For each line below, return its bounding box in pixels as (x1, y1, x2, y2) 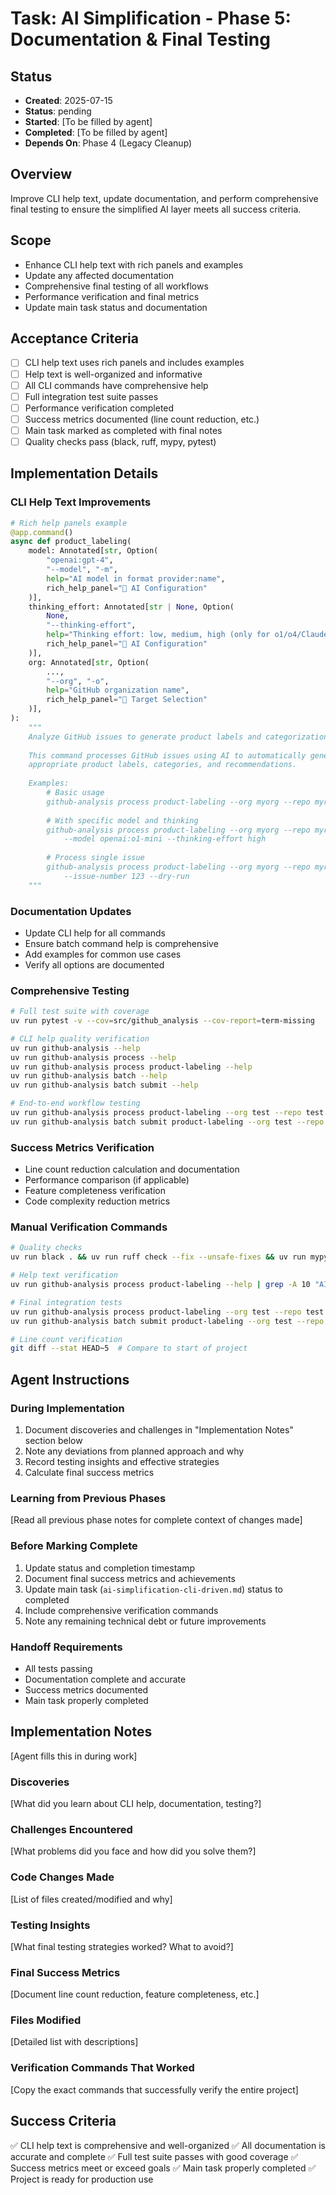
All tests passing (24, 1662, 93, 1674)
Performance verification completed (24, 402, 175, 414)
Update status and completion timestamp (24, 1562, 195, 1574)
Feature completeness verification (24, 1185, 166, 1197)
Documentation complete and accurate (24, 1673, 187, 1685)
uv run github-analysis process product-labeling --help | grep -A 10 (10, 1280, 311, 1290)
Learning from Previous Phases (10, 1491, 167, 1505)
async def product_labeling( (10, 537, 132, 547)
